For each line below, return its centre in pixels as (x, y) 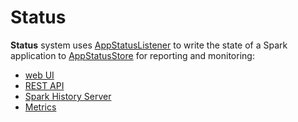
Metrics (40, 107)
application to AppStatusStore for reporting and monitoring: (132, 55)
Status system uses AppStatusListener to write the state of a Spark (149, 45)
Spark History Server (68, 96)
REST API (44, 85)
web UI (39, 75)
